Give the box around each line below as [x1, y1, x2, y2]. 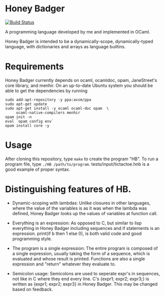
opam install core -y [5, 123, 50, 128]
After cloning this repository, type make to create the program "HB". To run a [5, 156, 159, 162]
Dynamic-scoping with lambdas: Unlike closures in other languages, [12, 200, 151, 206]
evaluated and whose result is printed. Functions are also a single [12, 256, 145, 261]
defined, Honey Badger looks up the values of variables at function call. [12, 210, 158, 216]
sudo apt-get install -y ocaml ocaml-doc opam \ [5, 106, 109, 111]
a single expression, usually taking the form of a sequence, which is [12, 250, 150, 257]
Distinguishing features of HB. [5, 184, 132, 195]
